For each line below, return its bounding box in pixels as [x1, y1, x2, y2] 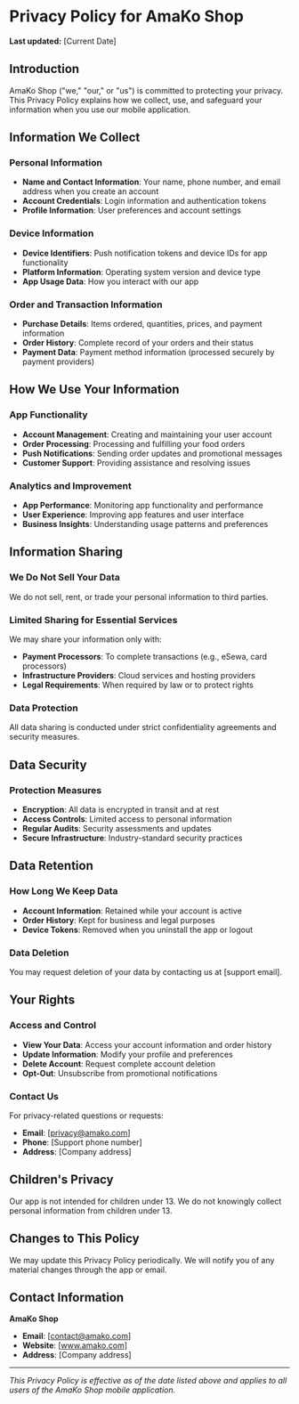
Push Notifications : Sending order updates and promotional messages [21, 448, 283, 459]
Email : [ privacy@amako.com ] [21, 1127, 131, 1138]
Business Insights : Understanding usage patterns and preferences [21, 519, 269, 530]
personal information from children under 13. [9, 1205, 173, 1216]
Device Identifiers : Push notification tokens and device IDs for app [21, 248, 268, 258]
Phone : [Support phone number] [21, 1137, 142, 1148]
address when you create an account [21, 186, 159, 197]
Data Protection [9, 702, 78, 714]
